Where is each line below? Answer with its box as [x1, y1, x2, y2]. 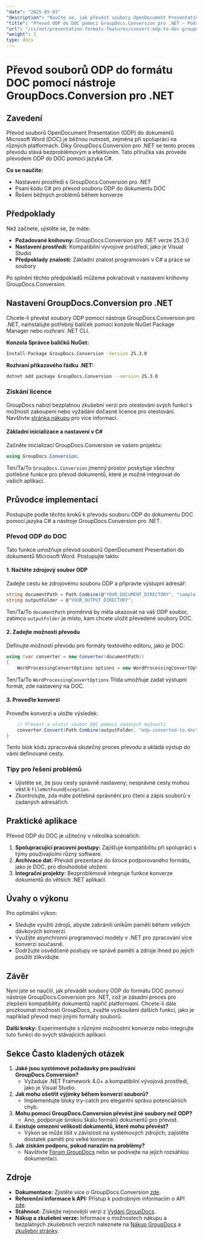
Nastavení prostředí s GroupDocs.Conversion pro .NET [14, 178, 151, 185]
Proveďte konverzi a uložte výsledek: [6, 710, 98, 717]
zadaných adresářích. [14, 798, 69, 805]
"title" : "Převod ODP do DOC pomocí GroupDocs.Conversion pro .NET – [6, 20, 185, 26]
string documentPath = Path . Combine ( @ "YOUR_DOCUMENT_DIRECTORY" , [6, 592, 174, 598]
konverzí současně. [14, 941, 64, 948]
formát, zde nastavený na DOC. [6, 682, 85, 690]
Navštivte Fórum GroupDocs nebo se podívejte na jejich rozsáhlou [24, 1148, 189, 1156]
